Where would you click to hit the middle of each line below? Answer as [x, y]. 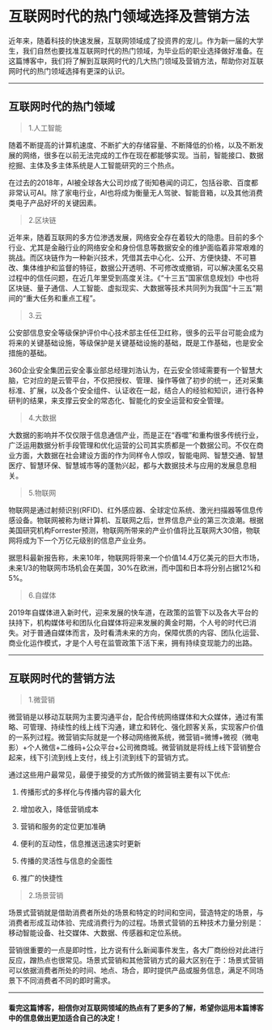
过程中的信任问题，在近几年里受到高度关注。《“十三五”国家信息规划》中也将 [134, 277]
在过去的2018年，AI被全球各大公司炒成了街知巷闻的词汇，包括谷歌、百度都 [134, 182]
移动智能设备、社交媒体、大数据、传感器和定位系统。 [97, 933]
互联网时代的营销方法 [62, 678]
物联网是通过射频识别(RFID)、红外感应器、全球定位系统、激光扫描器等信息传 [136, 510]
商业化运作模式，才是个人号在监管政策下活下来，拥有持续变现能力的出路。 [132, 642]
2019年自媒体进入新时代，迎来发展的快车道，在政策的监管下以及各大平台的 [134, 612]
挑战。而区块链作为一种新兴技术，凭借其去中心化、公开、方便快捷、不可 [129, 257]
